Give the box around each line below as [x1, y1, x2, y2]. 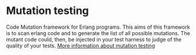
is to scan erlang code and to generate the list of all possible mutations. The [6, 29, 190, 36]
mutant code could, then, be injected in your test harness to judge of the [6, 36, 182, 43]
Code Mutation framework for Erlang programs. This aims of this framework [6, 23, 190, 30]
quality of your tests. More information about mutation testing [6, 42, 155, 49]
